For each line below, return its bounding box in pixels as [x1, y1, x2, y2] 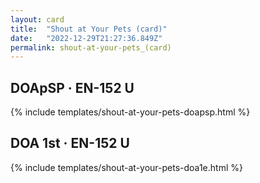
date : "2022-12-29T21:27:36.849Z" [10, 33, 163, 43]
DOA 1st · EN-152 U [10, 135, 130, 152]
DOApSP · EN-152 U [10, 79, 135, 96]
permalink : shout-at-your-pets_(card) [10, 42, 172, 53]
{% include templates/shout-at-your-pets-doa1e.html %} [10, 161, 243, 173]
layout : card [10, 14, 65, 25]
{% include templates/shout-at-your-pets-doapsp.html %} [10, 106, 251, 118]
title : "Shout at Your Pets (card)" [10, 24, 168, 34]
